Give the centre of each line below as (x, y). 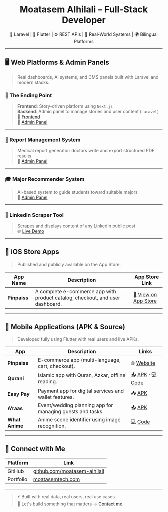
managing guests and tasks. (71, 411)
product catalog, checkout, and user (78, 298)
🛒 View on (145, 294)
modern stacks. (33, 82)
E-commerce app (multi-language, (79, 360)
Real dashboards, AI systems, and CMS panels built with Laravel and (88, 77)
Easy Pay (19, 394)
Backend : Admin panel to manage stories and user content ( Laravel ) (88, 112)
